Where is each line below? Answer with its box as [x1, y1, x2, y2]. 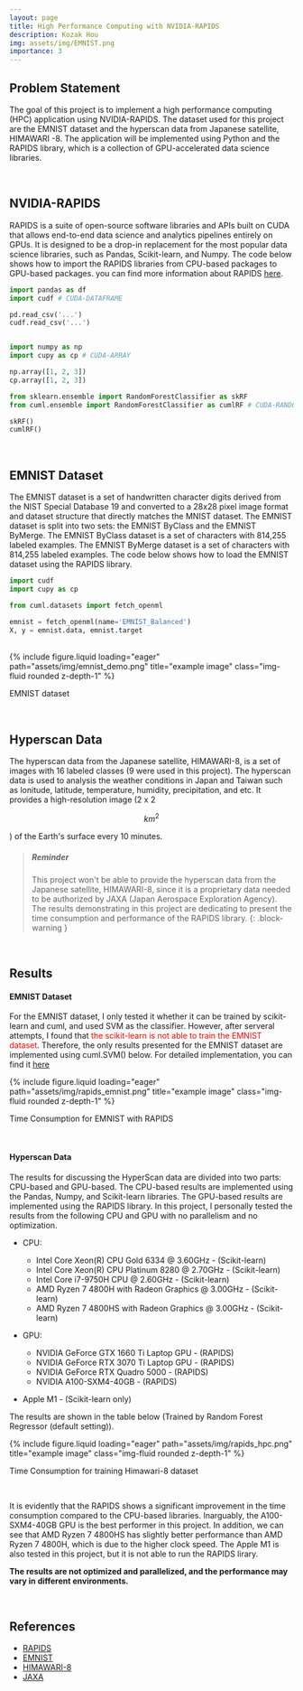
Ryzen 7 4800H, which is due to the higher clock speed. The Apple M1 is [9, 1538, 280, 1549]
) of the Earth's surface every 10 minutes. [9, 830, 163, 841]
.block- [256, 912, 284, 923]
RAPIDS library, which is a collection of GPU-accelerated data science [9, 142, 271, 154]
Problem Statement [9, 80, 121, 96]
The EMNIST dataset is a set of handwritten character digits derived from [9, 491, 281, 502]
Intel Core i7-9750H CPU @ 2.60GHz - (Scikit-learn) [35, 1274, 230, 1285]
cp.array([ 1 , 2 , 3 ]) [9, 376, 87, 385]
